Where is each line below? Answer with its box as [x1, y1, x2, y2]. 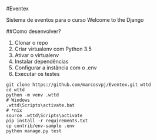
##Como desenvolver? [6, 28, 61, 35]
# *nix [6, 108, 22, 114]
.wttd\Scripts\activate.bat [6, 102, 75, 108]
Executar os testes [14, 71, 60, 77]
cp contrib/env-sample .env [6, 123, 75, 129]
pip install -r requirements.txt [6, 118, 88, 124]
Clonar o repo [14, 39, 48, 46]
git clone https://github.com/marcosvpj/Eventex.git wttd [6, 82, 151, 88]
